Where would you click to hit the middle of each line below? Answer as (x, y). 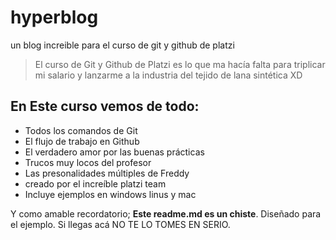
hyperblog (54, 17)
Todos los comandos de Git (81, 130)
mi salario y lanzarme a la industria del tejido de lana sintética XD (168, 75)
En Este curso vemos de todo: (105, 106)
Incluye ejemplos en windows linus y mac (110, 194)
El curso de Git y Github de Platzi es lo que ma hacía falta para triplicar (180, 64)
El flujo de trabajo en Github (82, 141)
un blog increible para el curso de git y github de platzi (122, 45)
